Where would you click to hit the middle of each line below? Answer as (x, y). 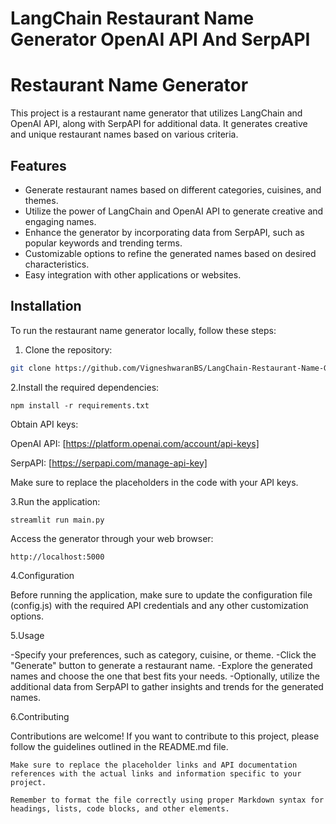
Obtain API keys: (44, 424)
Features (38, 165)
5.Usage (27, 635)
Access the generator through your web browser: (112, 538)
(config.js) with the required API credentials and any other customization (159, 605)
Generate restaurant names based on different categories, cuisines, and (173, 189)
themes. (41, 200)
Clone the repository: (68, 349)
